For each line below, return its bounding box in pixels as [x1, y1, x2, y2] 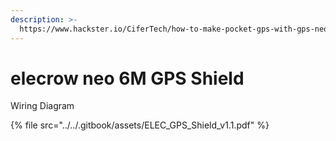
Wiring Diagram [10, 100, 75, 112]
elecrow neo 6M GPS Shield [10, 67, 245, 90]
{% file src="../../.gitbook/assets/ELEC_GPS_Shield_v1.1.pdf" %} [10, 119, 270, 131]
